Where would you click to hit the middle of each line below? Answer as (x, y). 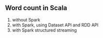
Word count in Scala (36, 8)
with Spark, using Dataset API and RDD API (55, 25)
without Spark (26, 19)
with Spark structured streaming (44, 30)
